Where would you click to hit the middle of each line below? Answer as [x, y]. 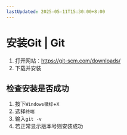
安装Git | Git [36, 43]
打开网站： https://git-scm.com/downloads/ [68, 61]
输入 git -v [28, 119]
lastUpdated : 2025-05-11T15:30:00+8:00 [56, 12]
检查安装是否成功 [38, 88]
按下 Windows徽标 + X [37, 104]
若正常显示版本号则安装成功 [49, 126]
